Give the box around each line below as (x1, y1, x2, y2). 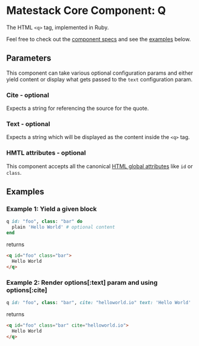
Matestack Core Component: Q (6, 4, 166, 18)
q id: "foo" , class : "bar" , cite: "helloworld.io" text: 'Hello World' (6, 299, 191, 305)
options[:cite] (6, 286, 47, 294)
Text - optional (6, 120, 50, 128)
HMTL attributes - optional (6, 149, 86, 157)
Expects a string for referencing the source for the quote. (6, 104, 149, 112)
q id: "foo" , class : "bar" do (6, 219, 83, 225)
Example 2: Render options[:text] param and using (6, 278, 158, 287)
